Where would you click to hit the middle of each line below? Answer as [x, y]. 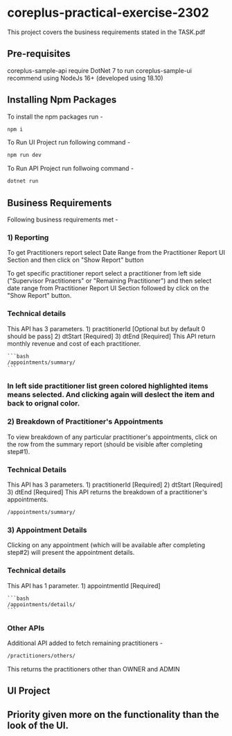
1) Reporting [28, 237]
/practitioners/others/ [42, 655]
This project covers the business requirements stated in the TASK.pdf [106, 32]
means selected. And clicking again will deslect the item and [111, 394]
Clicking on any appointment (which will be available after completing [106, 545]
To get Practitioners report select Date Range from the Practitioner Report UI [116, 253]
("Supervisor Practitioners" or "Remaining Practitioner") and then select [109, 281]
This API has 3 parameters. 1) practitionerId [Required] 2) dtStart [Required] [115, 485]
